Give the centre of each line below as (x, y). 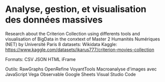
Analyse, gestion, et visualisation (76, 9)
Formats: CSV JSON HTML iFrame (40, 59)
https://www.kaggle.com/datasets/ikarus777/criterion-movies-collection (80, 49)
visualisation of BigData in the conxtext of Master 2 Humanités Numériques (82, 39)
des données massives (54, 20)
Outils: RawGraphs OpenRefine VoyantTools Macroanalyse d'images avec (81, 69)
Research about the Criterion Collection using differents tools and (72, 33)
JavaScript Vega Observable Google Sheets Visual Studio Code (70, 74)
